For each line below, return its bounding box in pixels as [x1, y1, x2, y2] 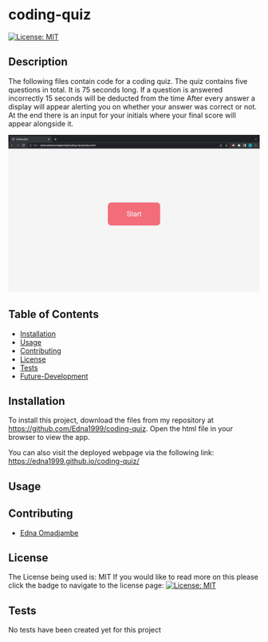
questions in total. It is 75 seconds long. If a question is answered [8, 85, 223, 94]
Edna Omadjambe [19, 528, 79, 537]
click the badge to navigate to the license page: [8, 581, 164, 590]
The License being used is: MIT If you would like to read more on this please [8, 573, 259, 582]
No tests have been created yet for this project [8, 625, 162, 635]
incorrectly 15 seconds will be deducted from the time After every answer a [8, 93, 255, 103]
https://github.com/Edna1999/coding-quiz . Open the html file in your [8, 424, 234, 434]
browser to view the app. [8, 433, 90, 442]
